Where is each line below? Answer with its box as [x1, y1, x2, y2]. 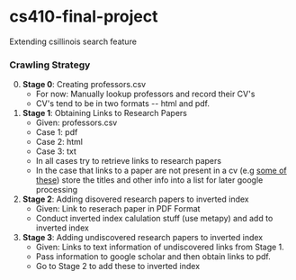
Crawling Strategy [9, 59, 91, 71]
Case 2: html [35, 137, 84, 148]
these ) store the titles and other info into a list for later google [35, 175, 264, 185]
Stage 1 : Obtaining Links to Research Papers [22, 108, 187, 119]
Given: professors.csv [35, 117, 118, 128]
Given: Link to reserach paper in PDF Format [35, 203, 201, 214]
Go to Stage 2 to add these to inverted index [35, 261, 201, 272]
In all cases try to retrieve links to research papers [35, 156, 222, 167]
